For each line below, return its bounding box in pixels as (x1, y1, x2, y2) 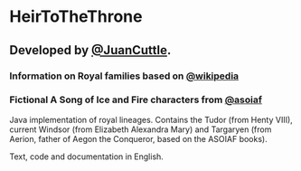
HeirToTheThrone (9, 6, 143, 27)
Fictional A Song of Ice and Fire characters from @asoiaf (9, 93, 262, 106)
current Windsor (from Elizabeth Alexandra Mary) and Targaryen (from (9, 124, 272, 135)
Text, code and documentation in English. (9, 151, 165, 162)
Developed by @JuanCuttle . (9, 43, 172, 58)
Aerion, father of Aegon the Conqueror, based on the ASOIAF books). (9, 133, 268, 144)
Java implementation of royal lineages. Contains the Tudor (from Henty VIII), (9, 114, 294, 125)
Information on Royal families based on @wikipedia (9, 70, 240, 82)
